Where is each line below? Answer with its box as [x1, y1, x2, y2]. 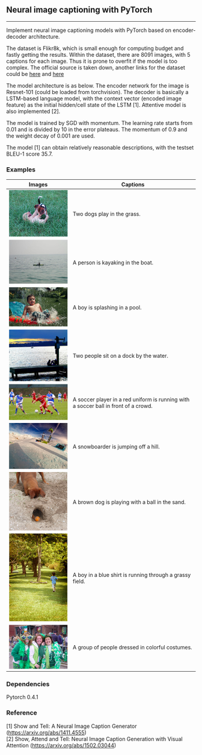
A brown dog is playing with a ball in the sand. [73, 498, 186, 506]
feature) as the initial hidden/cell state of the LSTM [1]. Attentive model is [6, 101, 186, 108]
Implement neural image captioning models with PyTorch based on [6, 27, 172, 34]
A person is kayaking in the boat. [73, 259, 153, 266]
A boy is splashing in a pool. [73, 304, 142, 311]
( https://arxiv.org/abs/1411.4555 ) [6, 728, 87, 736]
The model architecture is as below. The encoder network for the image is [6, 81, 189, 89]
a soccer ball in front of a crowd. [73, 402, 153, 409]
